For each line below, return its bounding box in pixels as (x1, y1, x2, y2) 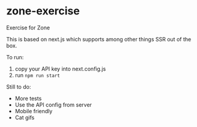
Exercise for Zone (6, 24, 50, 31)
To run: (6, 53, 24, 61)
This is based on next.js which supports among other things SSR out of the (6, 35, 192, 43)
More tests (14, 95, 42, 102)
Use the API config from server (14, 101, 92, 108)
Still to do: (6, 83, 31, 90)
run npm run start (14, 71, 60, 78)
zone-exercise (6, 4, 80, 18)
